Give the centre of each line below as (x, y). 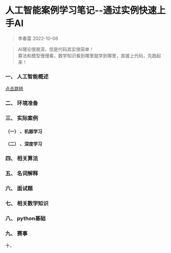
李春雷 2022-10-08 (38, 38)
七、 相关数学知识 (27, 203)
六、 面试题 (19, 189)
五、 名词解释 (22, 173)
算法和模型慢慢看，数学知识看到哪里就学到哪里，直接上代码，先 (85, 55)
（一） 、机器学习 (24, 131)
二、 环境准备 (22, 103)
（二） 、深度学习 (24, 144)
